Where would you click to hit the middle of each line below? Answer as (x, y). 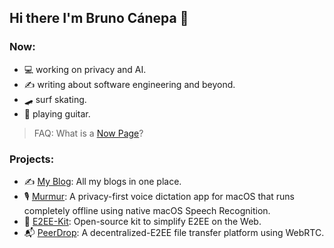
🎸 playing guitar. (57, 113)
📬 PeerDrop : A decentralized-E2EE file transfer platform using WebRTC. (174, 232)
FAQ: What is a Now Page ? (88, 133)
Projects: (32, 159)
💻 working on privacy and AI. (85, 69)
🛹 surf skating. (55, 99)
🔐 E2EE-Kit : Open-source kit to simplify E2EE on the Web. (142, 221)
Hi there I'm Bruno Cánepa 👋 (99, 18)
